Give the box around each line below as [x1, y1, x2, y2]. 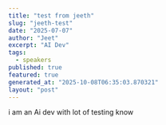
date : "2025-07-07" [8, 26, 73, 34]
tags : [8, 49, 26, 57]
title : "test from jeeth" [8, 11, 94, 20]
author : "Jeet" [8, 33, 59, 42]
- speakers [15, 57, 52, 64]
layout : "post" [8, 85, 59, 94]
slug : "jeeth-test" [8, 19, 73, 27]
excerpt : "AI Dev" [8, 41, 69, 49]
